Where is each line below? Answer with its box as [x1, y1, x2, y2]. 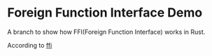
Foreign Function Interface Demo [7, 5, 203, 21]
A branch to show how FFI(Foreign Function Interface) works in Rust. [7, 28, 206, 36]
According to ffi [7, 41, 52, 49]
